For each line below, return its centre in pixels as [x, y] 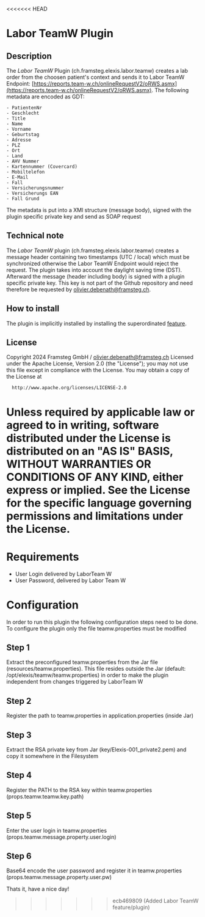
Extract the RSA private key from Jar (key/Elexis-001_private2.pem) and [96, 749]
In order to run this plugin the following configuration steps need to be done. [102, 622]
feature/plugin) [131, 907]
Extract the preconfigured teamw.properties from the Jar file [82, 662]
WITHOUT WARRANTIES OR [79, 464]
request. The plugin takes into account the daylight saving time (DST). [94, 270]
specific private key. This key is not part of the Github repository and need [100, 283]
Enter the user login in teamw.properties [57, 830]
